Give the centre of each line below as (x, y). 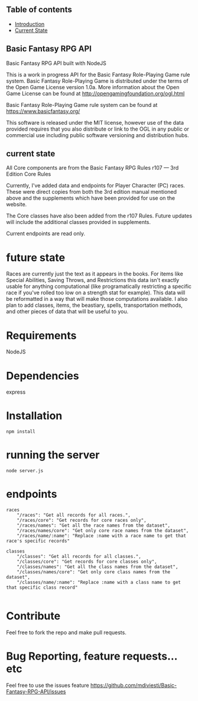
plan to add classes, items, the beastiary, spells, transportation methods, (95, 305)
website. (17, 205)
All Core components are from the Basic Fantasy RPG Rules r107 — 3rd (92, 168)
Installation (34, 416)
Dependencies (43, 376)
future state (36, 257)
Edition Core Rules (29, 174)
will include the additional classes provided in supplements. (79, 222)
